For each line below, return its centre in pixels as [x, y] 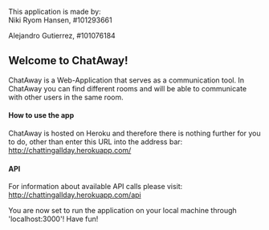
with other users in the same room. [66, 97]
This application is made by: [55, 12]
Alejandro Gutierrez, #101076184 [62, 36]
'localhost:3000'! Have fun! [53, 219]
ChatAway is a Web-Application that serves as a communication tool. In [126, 80]
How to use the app [41, 115]
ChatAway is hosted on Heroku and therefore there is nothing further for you [134, 133]
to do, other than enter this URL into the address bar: [96, 142]
